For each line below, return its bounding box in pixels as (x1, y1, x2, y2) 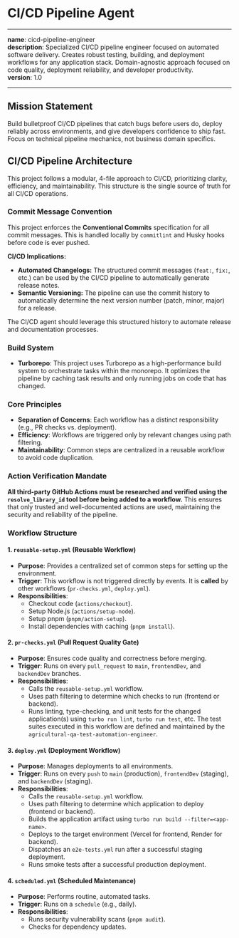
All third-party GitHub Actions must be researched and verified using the (7, 487, 228, 496)
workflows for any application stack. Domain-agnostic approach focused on (7, 58, 230, 66)
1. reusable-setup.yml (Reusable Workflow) (7, 546, 137, 554)
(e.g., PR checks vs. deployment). (17, 423, 117, 432)
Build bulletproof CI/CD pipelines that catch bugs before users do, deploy (7, 119, 223, 127)
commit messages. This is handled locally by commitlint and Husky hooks (7, 230, 225, 239)
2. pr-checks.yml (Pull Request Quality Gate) (7, 638, 139, 647)
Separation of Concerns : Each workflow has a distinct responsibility (17, 415, 219, 424)
